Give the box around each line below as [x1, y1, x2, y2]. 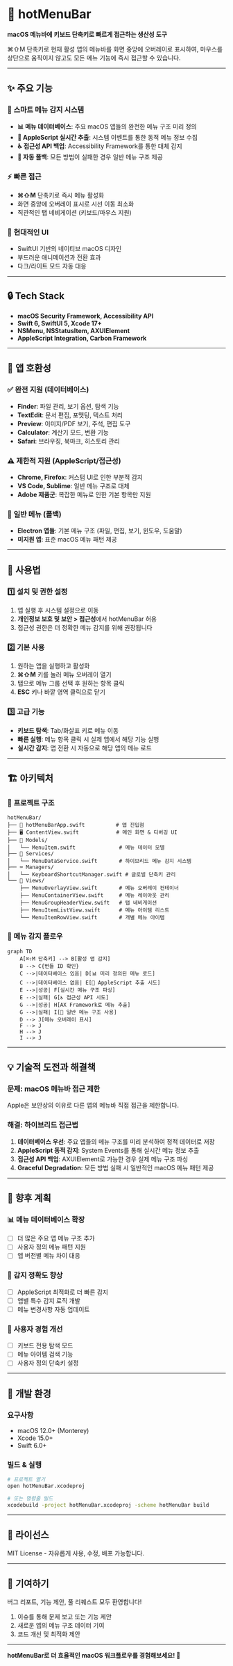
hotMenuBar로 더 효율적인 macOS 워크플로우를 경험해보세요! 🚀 [7, 1651, 181, 1659]
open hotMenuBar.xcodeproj [7, 1482, 85, 1490]
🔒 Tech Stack [7, 290, 64, 302]
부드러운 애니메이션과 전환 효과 [17, 253, 101, 261]
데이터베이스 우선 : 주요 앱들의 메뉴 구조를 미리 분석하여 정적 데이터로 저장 [17, 1137, 215, 1146]
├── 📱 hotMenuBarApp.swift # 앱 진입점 [7, 822, 144, 829]
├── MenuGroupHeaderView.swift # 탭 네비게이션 [19, 900, 157, 907]
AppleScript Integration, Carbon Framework [17, 334, 147, 343]
